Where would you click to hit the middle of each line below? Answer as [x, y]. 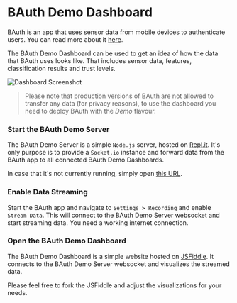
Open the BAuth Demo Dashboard [67, 241]
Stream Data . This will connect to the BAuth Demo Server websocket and [114, 215]
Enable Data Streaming [48, 192]
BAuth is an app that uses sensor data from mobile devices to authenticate [116, 32]
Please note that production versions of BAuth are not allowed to [119, 96]
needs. [17, 292]
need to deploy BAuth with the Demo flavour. [90, 111]
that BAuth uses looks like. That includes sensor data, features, [99, 60]
